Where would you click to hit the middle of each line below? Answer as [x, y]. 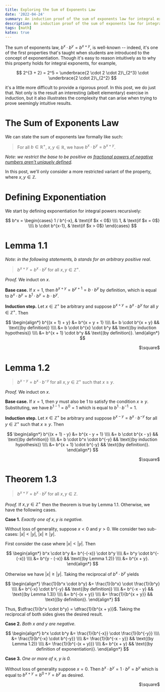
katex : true [17, 33]
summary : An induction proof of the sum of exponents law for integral [80, 19]
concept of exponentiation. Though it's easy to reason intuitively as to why [81, 58]
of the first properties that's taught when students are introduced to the [77, 53]
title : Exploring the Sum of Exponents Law [50, 10]
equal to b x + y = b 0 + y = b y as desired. [45, 674]
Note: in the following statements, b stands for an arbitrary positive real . [78, 260]
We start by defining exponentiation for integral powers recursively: [73, 211]
